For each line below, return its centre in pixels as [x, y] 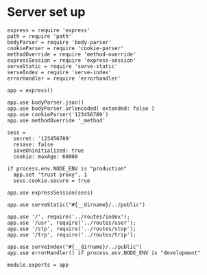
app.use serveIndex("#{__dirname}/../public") [75, 247]
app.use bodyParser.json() [46, 102]
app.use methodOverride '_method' [57, 120]
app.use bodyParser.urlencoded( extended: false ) [81, 108]
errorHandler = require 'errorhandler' [64, 78]
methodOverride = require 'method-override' [72, 54]
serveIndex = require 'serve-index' [59, 72]
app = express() [30, 90]
